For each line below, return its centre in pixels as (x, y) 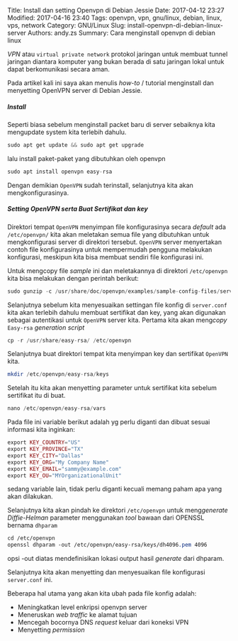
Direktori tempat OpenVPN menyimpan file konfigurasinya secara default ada (117, 227)
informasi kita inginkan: (41, 430)
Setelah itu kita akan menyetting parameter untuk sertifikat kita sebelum (112, 388)
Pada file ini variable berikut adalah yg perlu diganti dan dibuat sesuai (109, 422)
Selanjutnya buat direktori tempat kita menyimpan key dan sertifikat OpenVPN (118, 354)
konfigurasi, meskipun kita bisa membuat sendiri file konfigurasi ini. (106, 257)
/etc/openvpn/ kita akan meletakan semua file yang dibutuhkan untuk (108, 234)
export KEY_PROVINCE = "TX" (45, 450)
